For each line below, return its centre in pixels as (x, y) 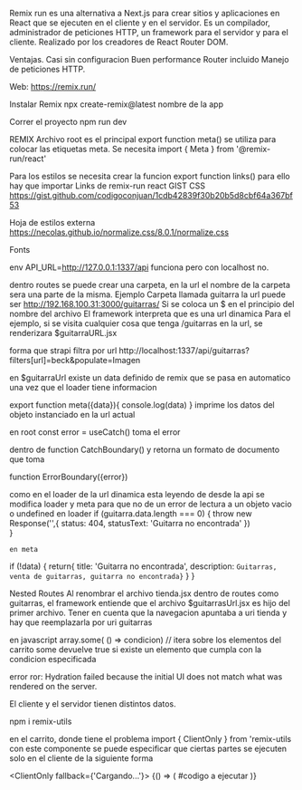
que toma (27, 459)
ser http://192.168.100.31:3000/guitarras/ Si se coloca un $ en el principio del (152, 304)
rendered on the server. (53, 686)
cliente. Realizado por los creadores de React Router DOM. (119, 42)
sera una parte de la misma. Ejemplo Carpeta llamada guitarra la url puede (148, 294)
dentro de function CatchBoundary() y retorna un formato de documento (145, 449)
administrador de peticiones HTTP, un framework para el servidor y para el (149, 32)
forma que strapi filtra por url (63, 351)
